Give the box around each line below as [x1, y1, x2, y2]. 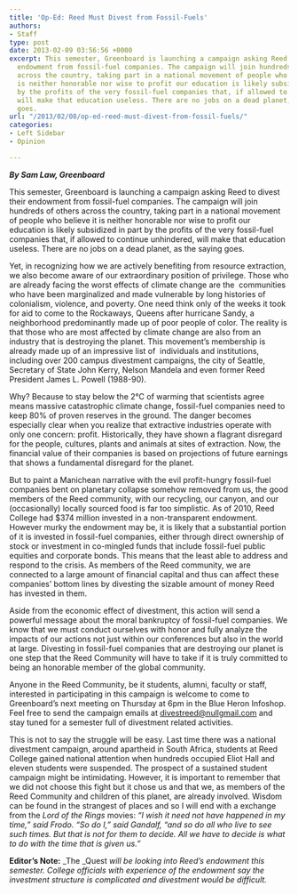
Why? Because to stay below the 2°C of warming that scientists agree [9, 391, 264, 401]
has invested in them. [9, 588, 88, 599]
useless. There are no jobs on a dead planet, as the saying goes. [9, 243, 246, 254]
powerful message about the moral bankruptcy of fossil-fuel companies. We [9, 615, 288, 625]
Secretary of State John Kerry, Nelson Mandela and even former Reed [9, 364, 266, 375]
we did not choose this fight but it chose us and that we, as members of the [9, 781, 286, 792]
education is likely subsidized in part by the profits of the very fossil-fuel [9, 224, 274, 235]
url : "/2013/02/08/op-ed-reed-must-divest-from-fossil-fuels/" [9, 112, 248, 121]
